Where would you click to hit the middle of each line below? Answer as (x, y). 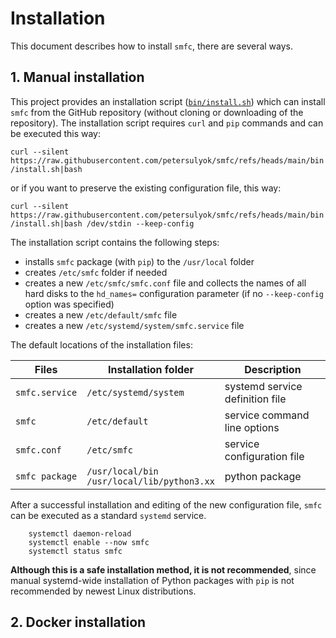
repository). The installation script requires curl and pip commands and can (167, 123)
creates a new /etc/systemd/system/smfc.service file (134, 325)
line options (252, 427)
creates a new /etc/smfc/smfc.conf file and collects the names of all (165, 283)
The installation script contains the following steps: (115, 242)
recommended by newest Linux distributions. (103, 591)
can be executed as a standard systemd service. (108, 515)
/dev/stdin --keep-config (140, 223)
